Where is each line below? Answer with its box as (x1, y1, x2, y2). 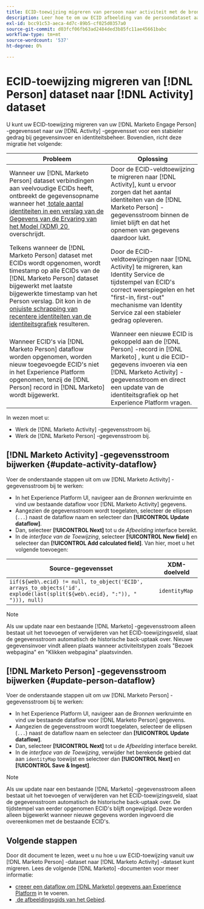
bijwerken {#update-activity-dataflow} (6, 459, 157, 470)
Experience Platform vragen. (110, 398, 192, 406)
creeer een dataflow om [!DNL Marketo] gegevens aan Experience (15, 883, 182, 891)
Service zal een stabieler (110, 308, 181, 317)
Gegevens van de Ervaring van (9, 214, 97, 223)
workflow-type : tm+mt (6, 32, 61, 38)
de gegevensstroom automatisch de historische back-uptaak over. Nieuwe (6, 635, 193, 642)
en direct (160, 375, 186, 384)
